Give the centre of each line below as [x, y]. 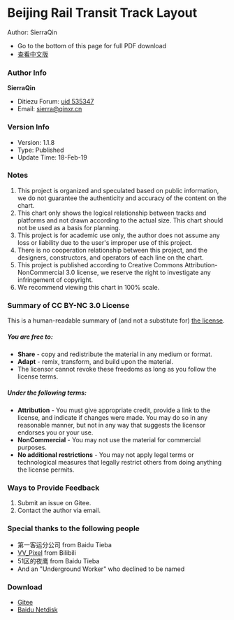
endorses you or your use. [55, 432]
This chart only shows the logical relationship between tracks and [112, 213]
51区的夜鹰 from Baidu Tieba [58, 561]
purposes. [32, 448]
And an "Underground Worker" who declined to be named [101, 569]
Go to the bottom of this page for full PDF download [92, 45]
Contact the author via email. [59, 510]
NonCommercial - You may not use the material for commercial [109, 440]
